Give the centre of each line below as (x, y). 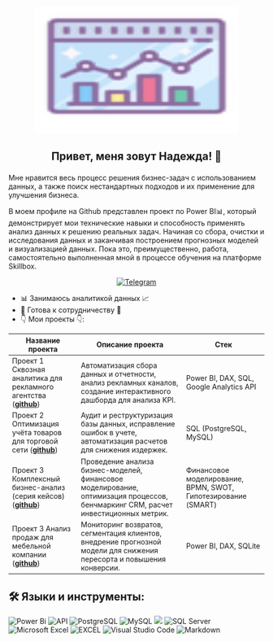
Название (43, 340)
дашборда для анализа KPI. (128, 400)
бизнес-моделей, (112, 469)
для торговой (35, 441)
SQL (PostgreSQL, (216, 428)
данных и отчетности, (119, 373)
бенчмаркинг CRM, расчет (127, 504)
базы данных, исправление (128, 424)
